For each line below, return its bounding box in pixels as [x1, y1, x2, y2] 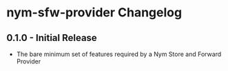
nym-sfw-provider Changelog [6, 5, 183, 20]
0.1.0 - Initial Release [6, 32, 97, 44]
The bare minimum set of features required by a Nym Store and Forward [16, 50, 222, 58]
